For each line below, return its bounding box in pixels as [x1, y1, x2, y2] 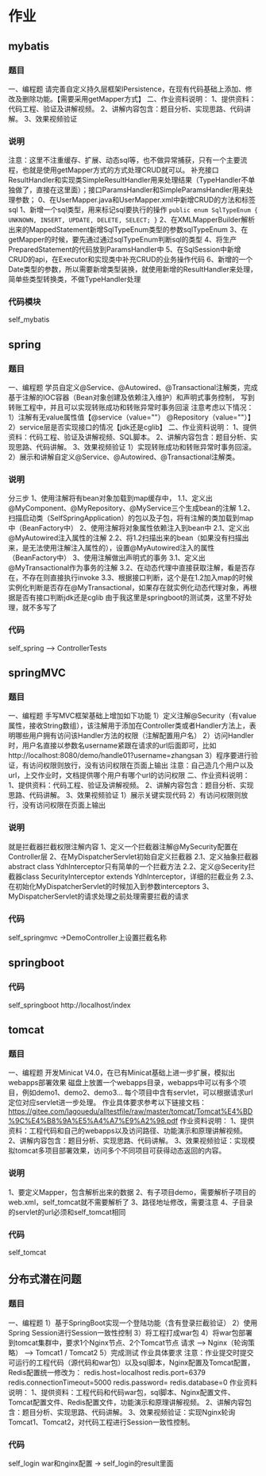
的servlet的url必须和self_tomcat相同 [8, 1207, 126, 1216]
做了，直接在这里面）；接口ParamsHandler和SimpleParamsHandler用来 [14, 185, 246, 195]
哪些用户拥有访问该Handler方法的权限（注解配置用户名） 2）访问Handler [14, 731, 254, 740]
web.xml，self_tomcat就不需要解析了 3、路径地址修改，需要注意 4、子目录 [8, 1197, 253, 1207]
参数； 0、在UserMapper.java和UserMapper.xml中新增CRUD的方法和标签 [14, 195, 256, 205]
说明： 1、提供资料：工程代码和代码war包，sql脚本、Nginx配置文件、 [8, 1387, 236, 1397]
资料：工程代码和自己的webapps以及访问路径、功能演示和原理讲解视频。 [8, 1126, 248, 1136]
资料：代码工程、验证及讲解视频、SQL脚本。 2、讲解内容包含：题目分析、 [8, 432, 252, 442]
